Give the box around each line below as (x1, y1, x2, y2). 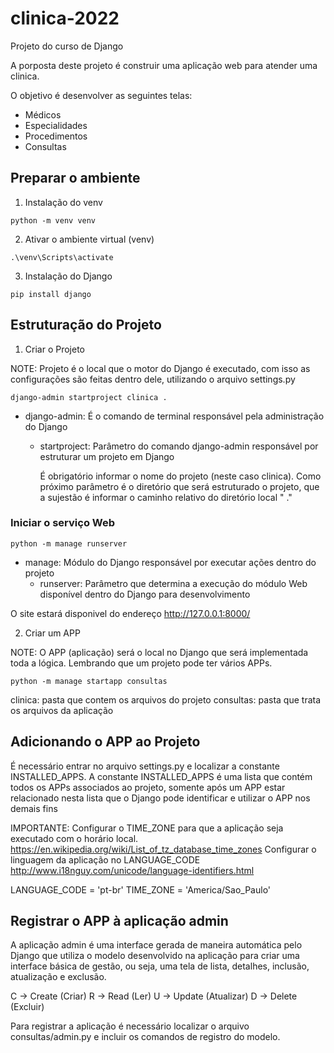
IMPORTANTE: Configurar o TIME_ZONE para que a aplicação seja (10, 822, 284, 834)
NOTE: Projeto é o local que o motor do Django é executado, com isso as (10, 362, 311, 374)
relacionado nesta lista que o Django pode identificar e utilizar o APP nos (10, 792, 311, 804)
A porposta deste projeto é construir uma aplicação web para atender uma (10, 59, 318, 71)
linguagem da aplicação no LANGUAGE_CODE (10, 853, 201, 866)
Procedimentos (24, 130, 88, 142)
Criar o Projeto (24, 343, 85, 355)
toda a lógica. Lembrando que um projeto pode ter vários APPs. (10, 657, 273, 669)
